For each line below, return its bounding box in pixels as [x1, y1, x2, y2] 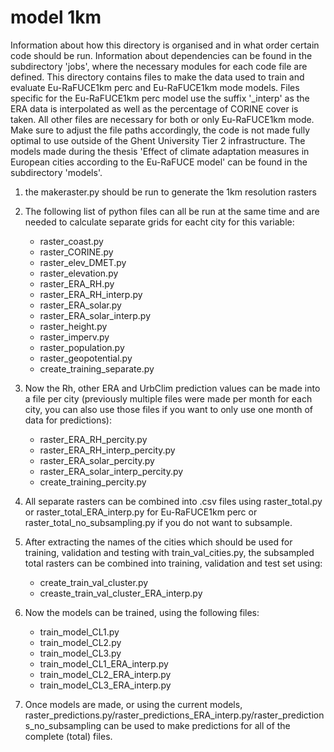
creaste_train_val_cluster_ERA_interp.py [39, 587, 203, 599]
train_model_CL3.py [39, 647, 122, 659]
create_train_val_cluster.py [39, 576, 149, 588]
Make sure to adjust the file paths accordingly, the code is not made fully [10, 124, 311, 136]
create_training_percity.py [39, 476, 147, 488]
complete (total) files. [24, 730, 113, 742]
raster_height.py [39, 320, 108, 332]
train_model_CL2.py [39, 636, 122, 648]
